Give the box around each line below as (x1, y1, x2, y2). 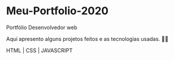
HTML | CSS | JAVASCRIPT (6, 46, 73, 54)
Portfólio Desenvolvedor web (6, 24, 77, 31)
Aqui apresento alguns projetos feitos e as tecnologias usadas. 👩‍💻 (6, 35, 169, 42)
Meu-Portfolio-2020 (6, 4, 109, 18)
